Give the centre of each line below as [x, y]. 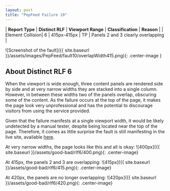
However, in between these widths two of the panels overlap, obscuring [81, 94]
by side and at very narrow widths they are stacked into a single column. [82, 89]
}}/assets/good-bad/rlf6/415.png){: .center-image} [58, 168]
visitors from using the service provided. [48, 111]
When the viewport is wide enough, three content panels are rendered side [84, 84]
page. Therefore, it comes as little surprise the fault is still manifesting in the [85, 132]
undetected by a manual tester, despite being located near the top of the [81, 126]
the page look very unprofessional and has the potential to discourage [79, 106]
